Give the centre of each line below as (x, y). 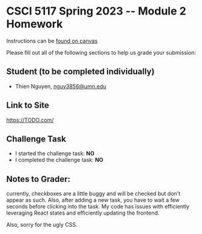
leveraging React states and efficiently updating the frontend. (83, 213)
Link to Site (28, 105)
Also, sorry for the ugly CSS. (42, 225)
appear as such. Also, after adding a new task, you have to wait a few (93, 200)
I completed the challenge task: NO (59, 160)
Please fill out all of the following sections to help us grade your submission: (101, 52)
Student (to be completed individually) (80, 72)
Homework (35, 24)
